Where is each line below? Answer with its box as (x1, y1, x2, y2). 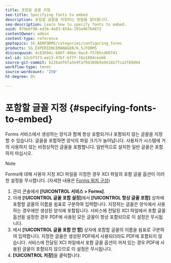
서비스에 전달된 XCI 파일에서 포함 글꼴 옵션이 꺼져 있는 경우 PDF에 (28, 239, 160, 246)
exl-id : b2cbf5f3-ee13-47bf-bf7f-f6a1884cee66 (5, 55, 106, 60)
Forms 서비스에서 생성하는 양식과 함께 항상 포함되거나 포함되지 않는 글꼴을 (5, 131, 154, 137)
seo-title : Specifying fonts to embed (5, 12, 88, 17)
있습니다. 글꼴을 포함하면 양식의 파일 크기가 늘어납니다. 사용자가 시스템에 (16, 137, 161, 143)
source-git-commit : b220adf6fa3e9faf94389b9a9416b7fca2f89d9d (5, 60, 140, 65)
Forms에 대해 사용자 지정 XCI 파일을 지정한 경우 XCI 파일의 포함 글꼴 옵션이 (5, 171, 156, 177)
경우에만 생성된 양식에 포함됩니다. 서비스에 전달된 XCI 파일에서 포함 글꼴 (22, 207, 166, 213)
